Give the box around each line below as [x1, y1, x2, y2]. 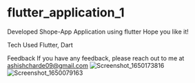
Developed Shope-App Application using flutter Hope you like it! [7, 27, 189, 36]
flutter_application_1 [7, 5, 125, 21]
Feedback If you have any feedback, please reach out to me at [7, 54, 185, 62]
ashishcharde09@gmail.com [7, 61, 88, 69]
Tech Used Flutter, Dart [7, 40, 74, 49]
